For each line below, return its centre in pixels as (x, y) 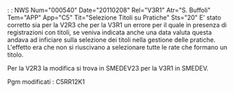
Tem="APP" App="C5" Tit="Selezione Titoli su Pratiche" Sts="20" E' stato (114, 17)
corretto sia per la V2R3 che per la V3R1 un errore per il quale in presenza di (117, 25)
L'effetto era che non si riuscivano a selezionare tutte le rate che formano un (117, 47)
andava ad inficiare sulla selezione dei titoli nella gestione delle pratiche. (111, 40)
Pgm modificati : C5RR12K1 (46, 82)
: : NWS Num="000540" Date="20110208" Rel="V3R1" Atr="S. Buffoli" (109, 10)
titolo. (15, 55)
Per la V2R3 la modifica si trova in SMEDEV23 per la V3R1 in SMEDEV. (108, 68)
